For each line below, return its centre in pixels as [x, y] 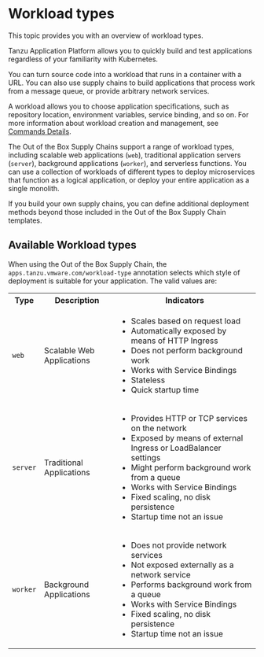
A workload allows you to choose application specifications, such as [119, 106]
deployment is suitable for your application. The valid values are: [113, 281]
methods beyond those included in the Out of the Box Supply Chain [117, 212]
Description [77, 300]
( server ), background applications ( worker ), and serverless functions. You [128, 163]
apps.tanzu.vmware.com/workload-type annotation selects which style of [124, 272]
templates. [25, 220]
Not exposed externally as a [182, 565]
